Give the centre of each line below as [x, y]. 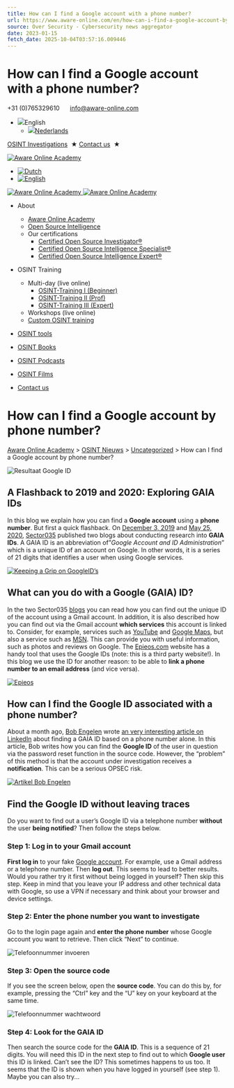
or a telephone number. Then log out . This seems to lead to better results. [113, 869]
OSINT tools [34, 334]
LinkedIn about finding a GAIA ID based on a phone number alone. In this [111, 739]
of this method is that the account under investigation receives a [100, 761]
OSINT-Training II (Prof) [72, 298]
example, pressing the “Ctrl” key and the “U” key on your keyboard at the [112, 993]
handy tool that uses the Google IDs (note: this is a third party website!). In [114, 654]
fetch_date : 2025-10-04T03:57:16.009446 [67, 40]
